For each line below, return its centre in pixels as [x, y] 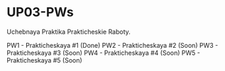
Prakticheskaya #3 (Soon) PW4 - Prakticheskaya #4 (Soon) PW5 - [103, 53]
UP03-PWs [40, 12]
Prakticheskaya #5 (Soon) [44, 60]
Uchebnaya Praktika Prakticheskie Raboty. [68, 32]
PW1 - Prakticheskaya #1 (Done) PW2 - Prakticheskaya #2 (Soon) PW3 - [112, 45]
